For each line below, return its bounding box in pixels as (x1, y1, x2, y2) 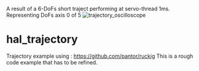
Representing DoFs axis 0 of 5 (6, 11, 81, 19)
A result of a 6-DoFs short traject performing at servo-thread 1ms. (6, 5, 171, 12)
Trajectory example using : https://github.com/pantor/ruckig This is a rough (6, 52, 194, 60)
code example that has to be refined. (6, 58, 98, 66)
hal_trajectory (6, 32, 78, 46)
